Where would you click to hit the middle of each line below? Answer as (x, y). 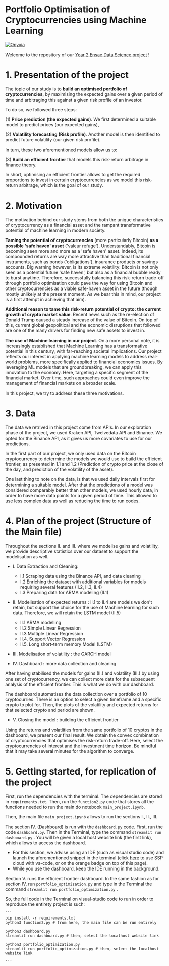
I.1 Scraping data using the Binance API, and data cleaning (80, 576)
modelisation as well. (27, 556)
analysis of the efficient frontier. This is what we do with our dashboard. (80, 684)
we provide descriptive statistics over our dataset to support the (72, 551)
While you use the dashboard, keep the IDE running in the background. (86, 868)
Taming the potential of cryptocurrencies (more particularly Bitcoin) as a (82, 240)
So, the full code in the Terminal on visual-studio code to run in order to (79, 899)
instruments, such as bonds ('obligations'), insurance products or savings (82, 262)
